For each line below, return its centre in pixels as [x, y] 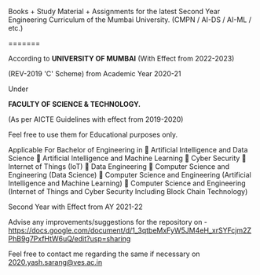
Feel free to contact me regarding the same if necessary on [104, 254]
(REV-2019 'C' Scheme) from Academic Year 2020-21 [95, 73]
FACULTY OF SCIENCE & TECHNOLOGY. [75, 104]
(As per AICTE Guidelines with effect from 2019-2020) [96, 119]
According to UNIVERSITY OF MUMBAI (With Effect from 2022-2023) [121, 59]
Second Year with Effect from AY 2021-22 [75, 207]
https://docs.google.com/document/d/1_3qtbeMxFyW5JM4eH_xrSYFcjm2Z [130, 230]
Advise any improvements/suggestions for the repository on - [108, 222]
